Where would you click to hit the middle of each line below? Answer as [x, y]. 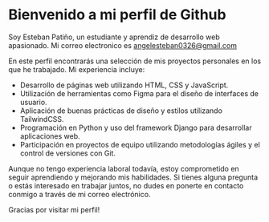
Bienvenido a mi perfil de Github [117, 15]
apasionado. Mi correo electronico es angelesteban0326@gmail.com [122, 45]
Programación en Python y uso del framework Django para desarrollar [136, 127]
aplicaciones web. [50, 136]
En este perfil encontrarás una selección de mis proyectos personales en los [135, 61]
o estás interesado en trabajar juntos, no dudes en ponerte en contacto [126, 185]
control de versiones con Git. [68, 153]
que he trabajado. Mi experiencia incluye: [77, 69]
